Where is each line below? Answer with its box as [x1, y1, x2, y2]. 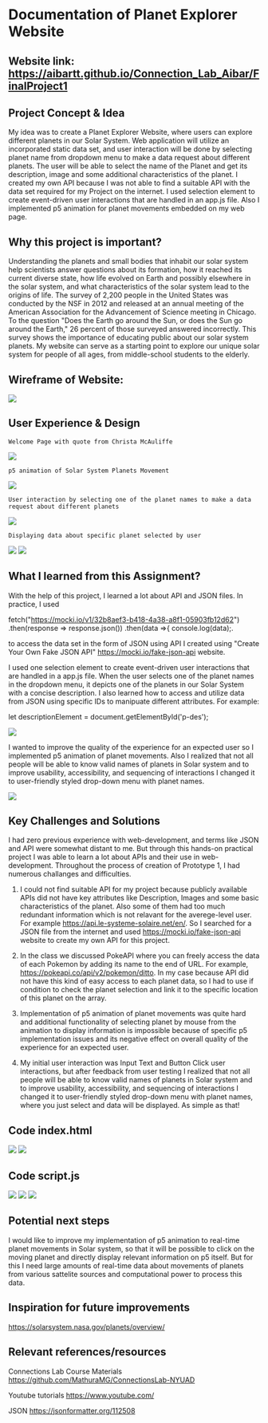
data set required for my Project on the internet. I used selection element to [8, 187, 255, 196]
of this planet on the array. [19, 993, 107, 1003]
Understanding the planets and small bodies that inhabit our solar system [8, 257, 249, 266]
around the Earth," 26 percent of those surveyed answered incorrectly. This [8, 325, 257, 334]
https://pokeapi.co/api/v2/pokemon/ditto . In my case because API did [19, 968, 250, 978]
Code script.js [8, 1169, 80, 1182]
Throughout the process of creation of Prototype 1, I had [54, 861, 241, 870]
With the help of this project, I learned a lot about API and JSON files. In [8, 590, 243, 600]
